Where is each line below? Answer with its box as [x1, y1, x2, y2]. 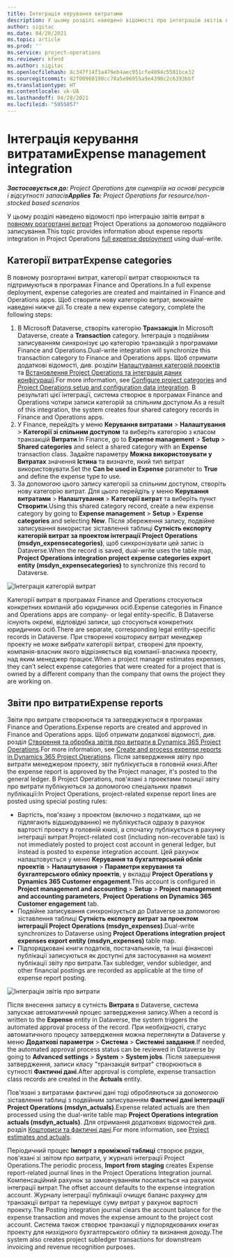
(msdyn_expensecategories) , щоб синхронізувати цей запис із [17, 539, 204, 547]
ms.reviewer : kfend [7, 56, 64, 63]
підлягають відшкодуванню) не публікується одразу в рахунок [17, 818, 205, 827]
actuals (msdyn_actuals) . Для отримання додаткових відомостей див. [7, 1118, 217, 1127]
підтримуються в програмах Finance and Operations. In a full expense [7, 280, 211, 289]
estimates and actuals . [7, 1133, 72, 1141]
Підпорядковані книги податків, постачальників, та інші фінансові [17, 944, 214, 952]
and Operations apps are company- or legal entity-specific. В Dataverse [7, 610, 214, 618]
